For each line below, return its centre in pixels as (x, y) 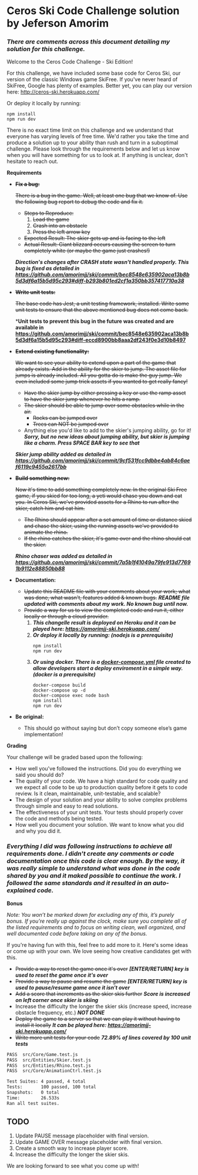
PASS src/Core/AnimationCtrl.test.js (54, 1071)
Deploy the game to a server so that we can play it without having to (98, 1019)
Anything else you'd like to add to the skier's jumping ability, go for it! (108, 430)
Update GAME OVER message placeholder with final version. (89, 1142)
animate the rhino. (46, 532)
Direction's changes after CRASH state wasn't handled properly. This (102, 262)
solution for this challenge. (46, 49)
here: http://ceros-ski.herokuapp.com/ (53, 92)
